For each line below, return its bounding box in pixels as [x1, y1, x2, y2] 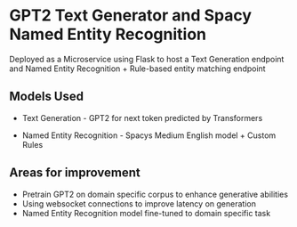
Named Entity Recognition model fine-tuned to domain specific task [21, 207, 271, 218]
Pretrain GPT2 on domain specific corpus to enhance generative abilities [21, 189, 289, 199]
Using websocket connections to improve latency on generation [21, 198, 256, 209]
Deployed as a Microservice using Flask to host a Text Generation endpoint [9, 53, 285, 64]
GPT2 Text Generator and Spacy [9, 5, 252, 26]
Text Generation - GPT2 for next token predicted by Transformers [21, 112, 263, 123]
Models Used [9, 89, 84, 104]
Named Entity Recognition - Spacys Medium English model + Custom [21, 130, 277, 141]
